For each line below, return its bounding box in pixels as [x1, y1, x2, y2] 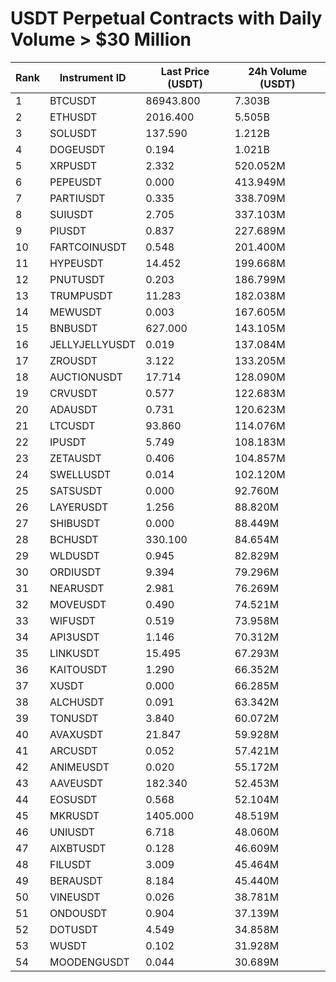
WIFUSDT [49, 613, 97, 627]
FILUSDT [49, 857, 92, 871]
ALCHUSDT [49, 695, 105, 709]
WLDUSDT [49, 548, 100, 562]
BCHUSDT [49, 532, 99, 546]
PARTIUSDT [49, 191, 106, 205]
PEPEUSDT [49, 175, 103, 189]
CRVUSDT [49, 386, 98, 400]
